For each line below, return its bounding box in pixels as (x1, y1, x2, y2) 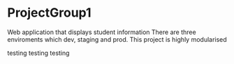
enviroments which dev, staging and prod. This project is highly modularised (7, 35, 227, 43)
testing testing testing (7, 49, 70, 57)
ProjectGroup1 (7, 5, 92, 21)
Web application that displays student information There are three (7, 28, 197, 36)
